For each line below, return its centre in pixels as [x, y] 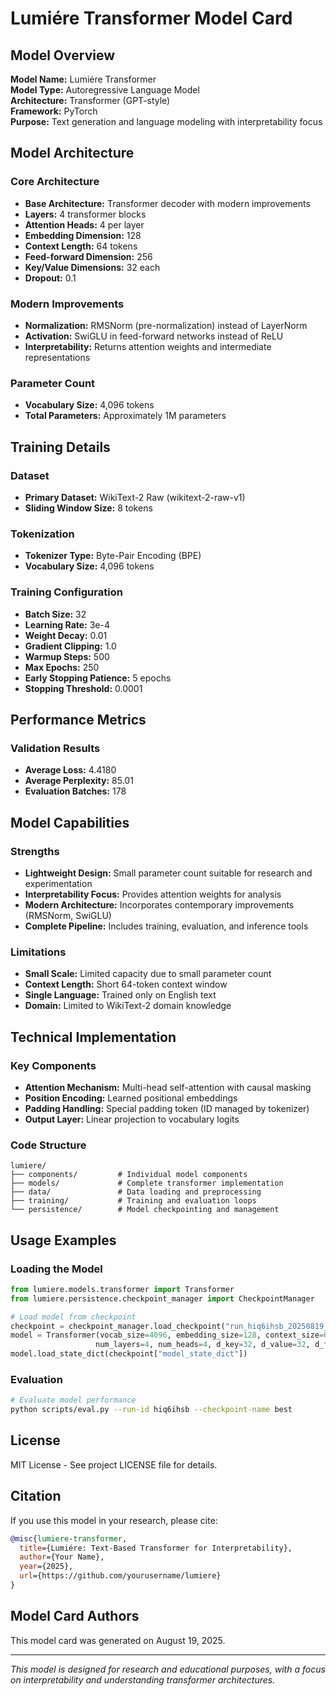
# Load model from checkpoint [73, 1317]
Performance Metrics [78, 719]
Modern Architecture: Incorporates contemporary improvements [159, 904]
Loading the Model [56, 1269]
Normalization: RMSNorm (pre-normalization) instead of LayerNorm [166, 325]
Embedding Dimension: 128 [83, 235]
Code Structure [48, 1145]
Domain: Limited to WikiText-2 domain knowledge [128, 1006]
